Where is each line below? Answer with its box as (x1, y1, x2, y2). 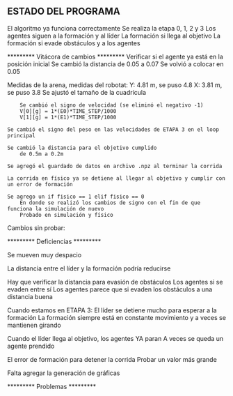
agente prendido (7, 342, 55, 350)
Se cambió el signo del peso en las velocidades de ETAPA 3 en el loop (7, 125, 219, 133)
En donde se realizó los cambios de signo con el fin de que (19, 199, 200, 206)
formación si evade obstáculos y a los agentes (7, 38, 140, 47)
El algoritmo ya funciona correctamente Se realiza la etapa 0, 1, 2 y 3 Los (7, 24, 216, 32)
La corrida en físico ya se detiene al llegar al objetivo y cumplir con (7, 174, 226, 182)
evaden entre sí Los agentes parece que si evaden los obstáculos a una (7, 285, 213, 294)
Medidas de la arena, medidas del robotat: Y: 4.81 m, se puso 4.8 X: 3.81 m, (7, 80, 223, 89)
